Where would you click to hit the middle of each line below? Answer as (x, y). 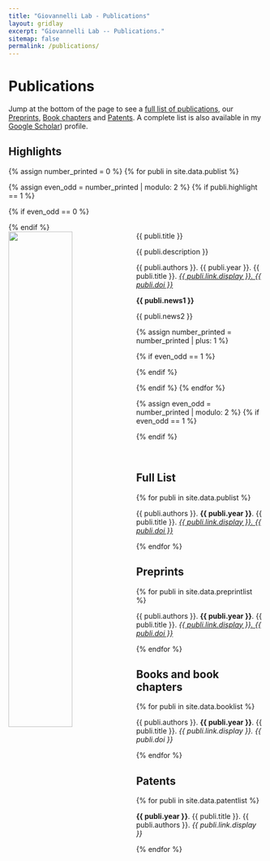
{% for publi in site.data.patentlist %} (198, 801)
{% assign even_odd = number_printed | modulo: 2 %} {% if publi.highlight (133, 187)
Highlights (35, 152)
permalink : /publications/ (54, 46)
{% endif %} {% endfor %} (181, 388)
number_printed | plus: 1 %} (182, 340)
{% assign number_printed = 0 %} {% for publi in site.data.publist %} (124, 171)
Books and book (178, 674)
